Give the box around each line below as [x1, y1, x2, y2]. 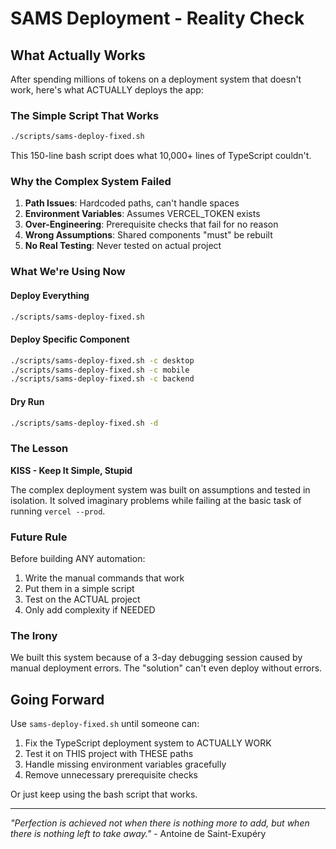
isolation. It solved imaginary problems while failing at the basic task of [10, 494, 302, 506]
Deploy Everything [10, 289, 90, 301]
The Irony [10, 628, 58, 642]
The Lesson [10, 442, 69, 456]
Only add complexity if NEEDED [24, 603, 156, 616]
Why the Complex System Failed [10, 175, 172, 189]
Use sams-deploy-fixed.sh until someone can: [10, 718, 200, 730]
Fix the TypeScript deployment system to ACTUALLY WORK [24, 737, 272, 749]
